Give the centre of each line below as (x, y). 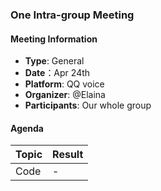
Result (68, 155)
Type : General (54, 61)
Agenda (27, 128)
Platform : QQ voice (64, 84)
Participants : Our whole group (88, 105)
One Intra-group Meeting (72, 15)
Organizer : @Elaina (65, 95)
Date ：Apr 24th (57, 73)
